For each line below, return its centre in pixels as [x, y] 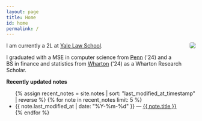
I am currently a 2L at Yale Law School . [54, 46]
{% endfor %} [32, 113]
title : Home [21, 17]
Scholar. [17, 70]
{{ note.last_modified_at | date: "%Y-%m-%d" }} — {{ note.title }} [96, 107]
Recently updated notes [37, 82]
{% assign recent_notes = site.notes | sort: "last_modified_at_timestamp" [105, 93]
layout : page [23, 12]
